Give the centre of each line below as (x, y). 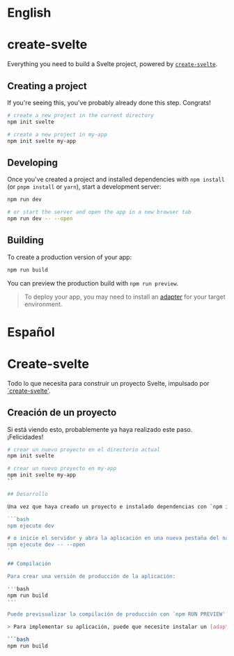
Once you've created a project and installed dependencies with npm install (116, 180)
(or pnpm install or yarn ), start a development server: (84, 187)
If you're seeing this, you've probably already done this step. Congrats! (109, 102)
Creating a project (47, 86)
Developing (32, 163)
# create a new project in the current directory (81, 115)
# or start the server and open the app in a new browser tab (99, 212)
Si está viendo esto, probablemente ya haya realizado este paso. (100, 429)
